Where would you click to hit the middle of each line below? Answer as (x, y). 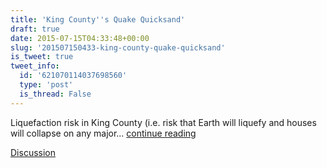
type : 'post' (46, 85)
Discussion (33, 152)
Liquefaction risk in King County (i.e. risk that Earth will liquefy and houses (163, 122)
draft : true (35, 29)
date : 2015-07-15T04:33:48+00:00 (80, 38)
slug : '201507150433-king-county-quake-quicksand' (118, 47)
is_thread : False (55, 94)
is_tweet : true (42, 57)
